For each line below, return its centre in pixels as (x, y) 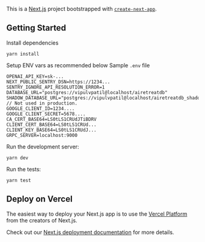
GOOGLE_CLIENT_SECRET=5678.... (46, 114)
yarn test (19, 180)
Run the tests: (24, 169)
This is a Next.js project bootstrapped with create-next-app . (82, 9)
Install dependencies (33, 43)
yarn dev (17, 158)
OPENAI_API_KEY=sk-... (35, 76)
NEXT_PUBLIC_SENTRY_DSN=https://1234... (59, 82)
